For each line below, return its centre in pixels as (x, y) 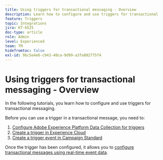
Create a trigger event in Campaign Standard (57, 138)
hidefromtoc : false (25, 50)
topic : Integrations (26, 23)
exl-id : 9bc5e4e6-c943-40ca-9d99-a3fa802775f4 (53, 55)
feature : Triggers (24, 19)
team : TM (14, 46)
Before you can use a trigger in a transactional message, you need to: (75, 118)
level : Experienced (25, 42)
